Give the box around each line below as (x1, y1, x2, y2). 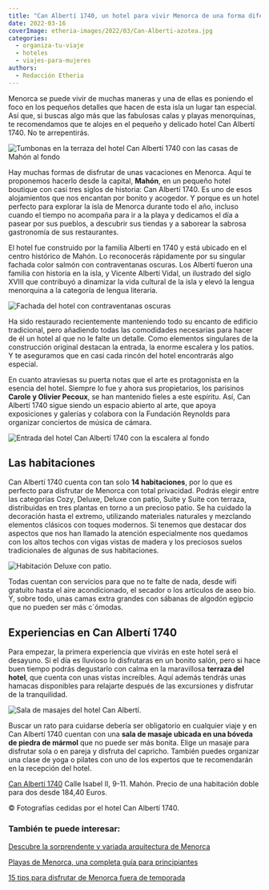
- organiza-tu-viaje (15, 42, 84, 50)
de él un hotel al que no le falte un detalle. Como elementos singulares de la (8, 333, 259, 343)
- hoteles (15, 49, 48, 57)
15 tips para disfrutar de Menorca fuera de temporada (8, 872, 186, 882)
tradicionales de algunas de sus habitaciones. (8, 545, 159, 555)
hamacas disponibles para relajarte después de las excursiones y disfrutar (8, 681, 254, 691)
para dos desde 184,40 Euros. (8, 788, 108, 798)
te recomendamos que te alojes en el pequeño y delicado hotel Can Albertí (8, 119, 255, 129)
